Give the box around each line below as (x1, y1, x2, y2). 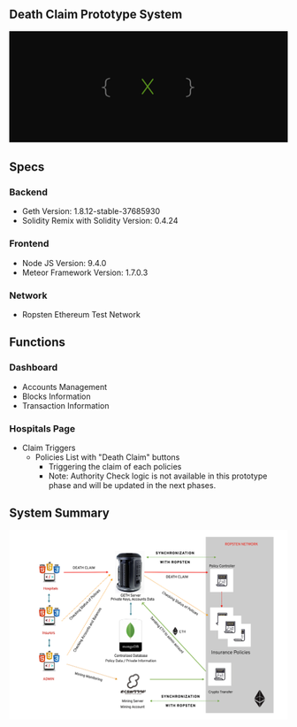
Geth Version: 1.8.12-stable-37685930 (21, 206, 161, 217)
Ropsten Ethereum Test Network (21, 309, 141, 319)
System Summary (9, 506, 110, 521)
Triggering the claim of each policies (48, 461, 182, 471)
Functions (9, 335, 66, 350)
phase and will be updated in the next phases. (48, 479, 217, 490)
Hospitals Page (9, 422, 76, 434)
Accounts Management (21, 381, 108, 392)
